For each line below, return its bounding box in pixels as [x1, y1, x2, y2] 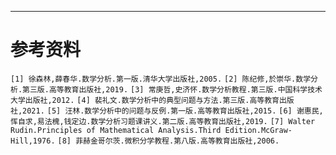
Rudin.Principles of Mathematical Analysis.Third [10, 125, 222, 135]
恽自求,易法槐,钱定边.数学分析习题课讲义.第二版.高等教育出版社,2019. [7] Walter [10, 116, 316, 126]
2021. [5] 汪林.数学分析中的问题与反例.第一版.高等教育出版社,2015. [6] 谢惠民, [22, 106, 324, 116]
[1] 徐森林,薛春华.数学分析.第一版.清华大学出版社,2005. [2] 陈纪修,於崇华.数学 [10, 74, 312, 84]
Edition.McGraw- [224, 125, 293, 135]
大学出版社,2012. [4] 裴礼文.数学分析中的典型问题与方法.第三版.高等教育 [10, 95, 280, 105]
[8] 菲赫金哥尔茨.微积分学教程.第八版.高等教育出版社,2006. [57, 136, 280, 146]
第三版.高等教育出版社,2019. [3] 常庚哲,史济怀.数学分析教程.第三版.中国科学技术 [22, 84, 323, 95]
